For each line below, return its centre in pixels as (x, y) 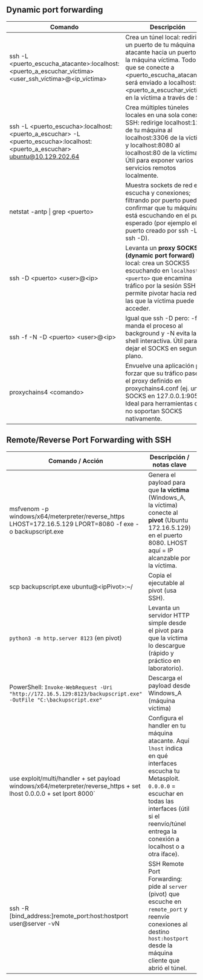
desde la (160, 945)
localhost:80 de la (151, 152)
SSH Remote (166, 863)
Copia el (160, 575)
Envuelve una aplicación (160, 366)
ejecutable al (166, 582)
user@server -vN (34, 923)
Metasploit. (164, 778)
